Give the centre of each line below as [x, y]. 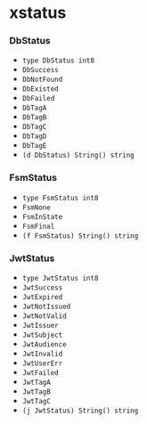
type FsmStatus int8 [60, 198]
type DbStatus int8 [58, 61]
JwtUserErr [42, 363]
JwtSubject [42, 335]
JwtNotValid [44, 316]
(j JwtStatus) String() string [80, 411]
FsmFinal [38, 226]
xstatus [38, 13]
